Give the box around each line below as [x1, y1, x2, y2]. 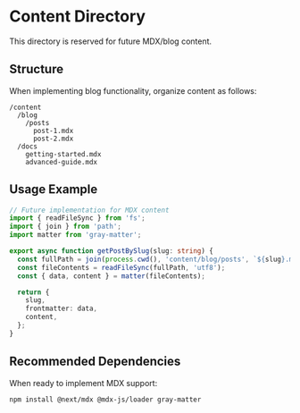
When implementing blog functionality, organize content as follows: [9, 85, 257, 96]
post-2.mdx [32, 134, 74, 143]
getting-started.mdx [25, 149, 102, 158]
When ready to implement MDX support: [9, 377, 158, 388]
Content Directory [9, 6, 146, 27]
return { [17, 288, 50, 297]
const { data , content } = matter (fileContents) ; [17, 271, 205, 281]
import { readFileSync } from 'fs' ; [9, 214, 146, 223]
